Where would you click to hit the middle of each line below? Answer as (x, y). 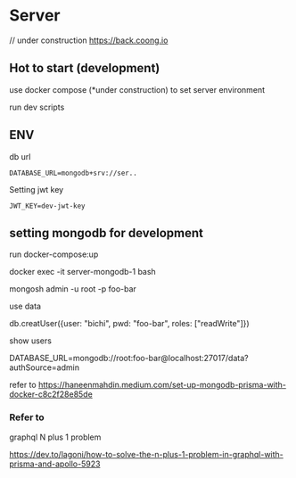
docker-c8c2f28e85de (51, 394)
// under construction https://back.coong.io (89, 40)
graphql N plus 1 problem (55, 437)
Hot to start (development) (85, 68)
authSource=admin (45, 367)
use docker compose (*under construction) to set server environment (137, 89)
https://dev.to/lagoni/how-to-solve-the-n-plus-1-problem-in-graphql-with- (146, 454)
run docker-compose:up (54, 254)
